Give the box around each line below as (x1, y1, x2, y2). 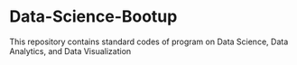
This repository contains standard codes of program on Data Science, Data (9, 36, 289, 47)
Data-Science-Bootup (9, 6, 178, 27)
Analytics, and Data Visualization (9, 45, 132, 56)
